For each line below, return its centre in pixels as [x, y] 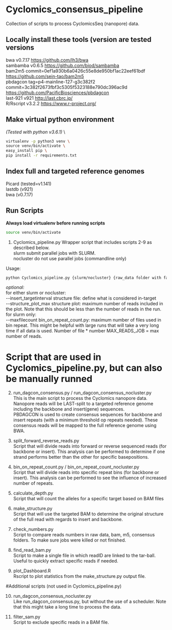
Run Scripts [25, 211]
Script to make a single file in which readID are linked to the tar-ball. [84, 555]
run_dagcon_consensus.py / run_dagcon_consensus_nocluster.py [82, 393]
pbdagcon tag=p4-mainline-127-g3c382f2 [51, 82]
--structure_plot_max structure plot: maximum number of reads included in [84, 304]
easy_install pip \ [27, 151]
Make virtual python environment [60, 119]
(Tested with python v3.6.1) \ [35, 132]
